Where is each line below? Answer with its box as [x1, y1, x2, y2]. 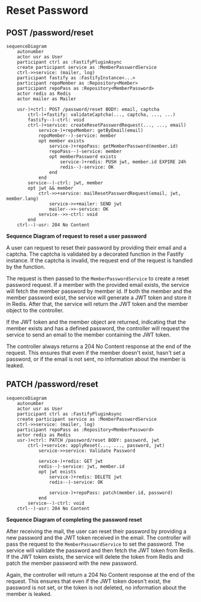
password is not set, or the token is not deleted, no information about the [6, 583, 187, 591]
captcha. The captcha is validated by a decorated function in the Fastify [6, 250, 184, 257]
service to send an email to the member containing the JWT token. [6, 331, 171, 338]
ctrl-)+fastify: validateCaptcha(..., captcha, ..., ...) [28, 112, 176, 118]
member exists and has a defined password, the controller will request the [6, 325, 190, 332]
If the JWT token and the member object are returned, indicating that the [6, 319, 186, 325]
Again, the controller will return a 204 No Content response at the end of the [6, 571, 195, 578]
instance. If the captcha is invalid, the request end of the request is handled [6, 257, 193, 264]
